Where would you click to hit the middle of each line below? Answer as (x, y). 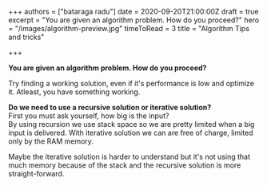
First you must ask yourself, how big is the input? (89, 116)
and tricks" (26, 37)
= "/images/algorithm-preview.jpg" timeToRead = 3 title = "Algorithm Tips (129, 28)
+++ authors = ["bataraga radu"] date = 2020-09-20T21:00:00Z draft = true (133, 12)
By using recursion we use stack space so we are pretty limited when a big (132, 124)
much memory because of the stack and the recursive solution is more (125, 165)
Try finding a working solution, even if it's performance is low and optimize (131, 83)
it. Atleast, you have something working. (74, 92)
